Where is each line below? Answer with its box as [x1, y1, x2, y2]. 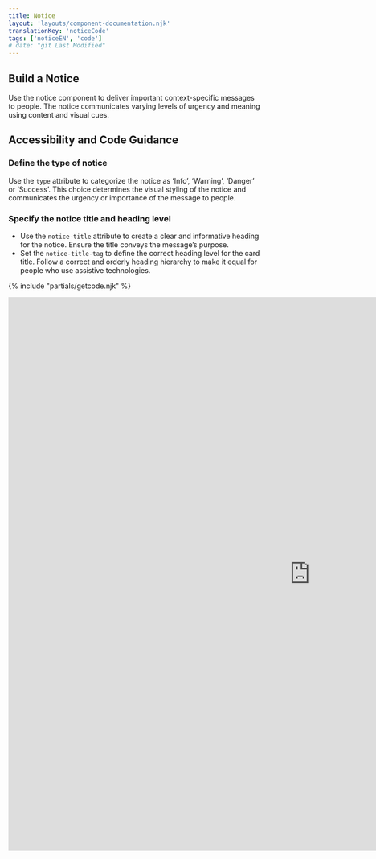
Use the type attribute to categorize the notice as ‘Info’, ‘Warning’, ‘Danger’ [8, 176, 255, 185]
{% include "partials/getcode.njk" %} [8, 281, 131, 291]
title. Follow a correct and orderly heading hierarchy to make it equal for [19, 257, 258, 266]
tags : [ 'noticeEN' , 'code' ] [8, 34, 103, 43]
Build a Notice [8, 72, 80, 85]
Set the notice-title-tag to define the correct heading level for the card [19, 248, 260, 258]
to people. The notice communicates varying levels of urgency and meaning [8, 101, 260, 111]
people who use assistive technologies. [19, 265, 151, 275]
